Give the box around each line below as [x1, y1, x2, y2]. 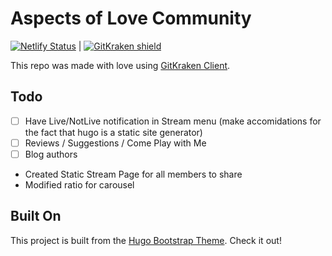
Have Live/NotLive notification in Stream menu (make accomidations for [24, 115, 322, 127]
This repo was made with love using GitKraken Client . [10, 59, 231, 71]
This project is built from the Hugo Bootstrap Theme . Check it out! [10, 234, 282, 246]
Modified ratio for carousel [24, 178, 135, 191]
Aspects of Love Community [10, 7, 252, 30]
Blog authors [24, 148, 78, 160]
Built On [10, 208, 62, 225]
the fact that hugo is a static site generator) [24, 126, 203, 138]
